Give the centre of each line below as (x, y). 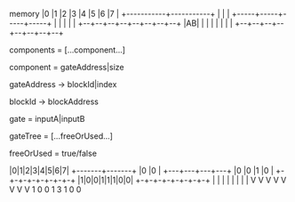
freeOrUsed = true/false (53, 153)
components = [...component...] (68, 50)
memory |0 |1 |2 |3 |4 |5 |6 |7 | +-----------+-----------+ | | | (120, 14)
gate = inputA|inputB (47, 119)
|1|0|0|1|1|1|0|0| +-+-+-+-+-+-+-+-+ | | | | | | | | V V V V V (182, 180)
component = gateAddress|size (67, 67)
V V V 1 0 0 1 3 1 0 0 (45, 190)
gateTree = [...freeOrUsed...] (61, 136)
